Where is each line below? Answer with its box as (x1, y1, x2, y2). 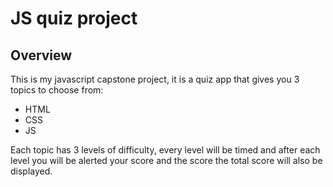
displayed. (10, 165, 53, 177)
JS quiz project (10, 7, 138, 30)
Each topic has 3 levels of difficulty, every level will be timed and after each (10, 144, 321, 156)
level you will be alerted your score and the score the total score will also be (10, 155, 323, 166)
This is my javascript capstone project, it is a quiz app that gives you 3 (10, 73, 300, 85)
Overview (10, 47, 73, 64)
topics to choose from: (10, 84, 104, 96)
